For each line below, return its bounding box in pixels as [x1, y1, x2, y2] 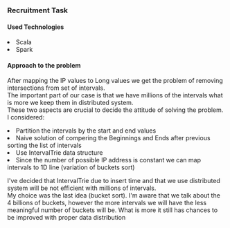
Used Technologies [7, 23, 64, 31]
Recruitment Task [7, 6, 68, 15]
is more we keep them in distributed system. [7, 99, 134, 107]
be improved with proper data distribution [7, 213, 126, 222]
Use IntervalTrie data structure [16, 149, 103, 157]
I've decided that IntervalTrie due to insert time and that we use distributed [7, 177, 220, 185]
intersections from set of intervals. [7, 84, 105, 92]
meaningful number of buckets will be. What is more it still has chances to [7, 206, 218, 214]
